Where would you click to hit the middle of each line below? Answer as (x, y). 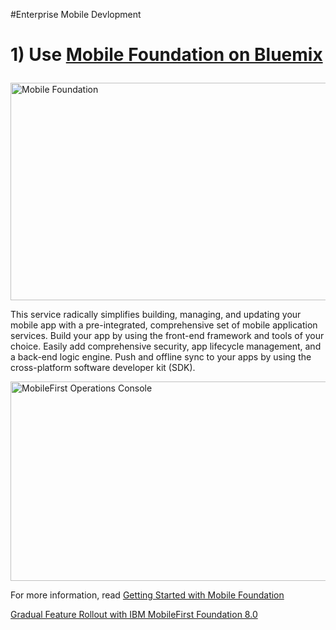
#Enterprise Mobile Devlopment (76, 14)
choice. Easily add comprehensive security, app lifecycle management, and (166, 346)
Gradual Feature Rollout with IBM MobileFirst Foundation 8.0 (134, 615)
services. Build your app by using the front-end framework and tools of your (167, 336)
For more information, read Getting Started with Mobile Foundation (147, 595)
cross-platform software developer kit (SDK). (103, 368)
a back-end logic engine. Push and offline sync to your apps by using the (161, 357)
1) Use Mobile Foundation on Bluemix (166, 55)
